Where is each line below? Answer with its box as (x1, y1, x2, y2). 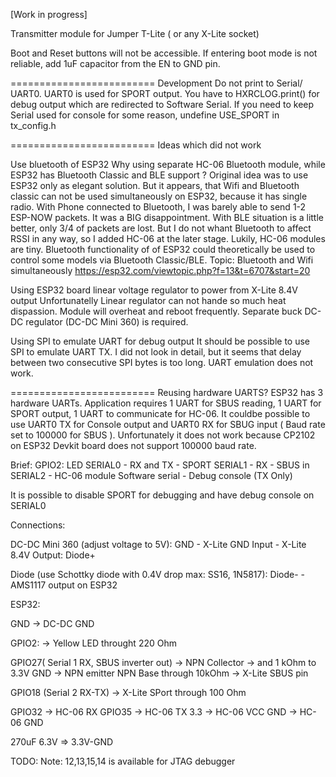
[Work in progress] (10, 9, 88, 20)
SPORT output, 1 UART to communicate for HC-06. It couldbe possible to (10, 408, 311, 419)
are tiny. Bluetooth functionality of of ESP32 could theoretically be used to (10, 244, 316, 255)
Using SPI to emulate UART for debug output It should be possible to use (10, 335, 310, 347)
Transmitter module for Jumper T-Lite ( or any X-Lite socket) (10, 28, 260, 39)
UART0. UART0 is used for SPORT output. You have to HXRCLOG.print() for (10, 88, 320, 99)
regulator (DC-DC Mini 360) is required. (25, 316, 189, 328)
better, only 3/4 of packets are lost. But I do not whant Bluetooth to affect (10, 222, 312, 234)
